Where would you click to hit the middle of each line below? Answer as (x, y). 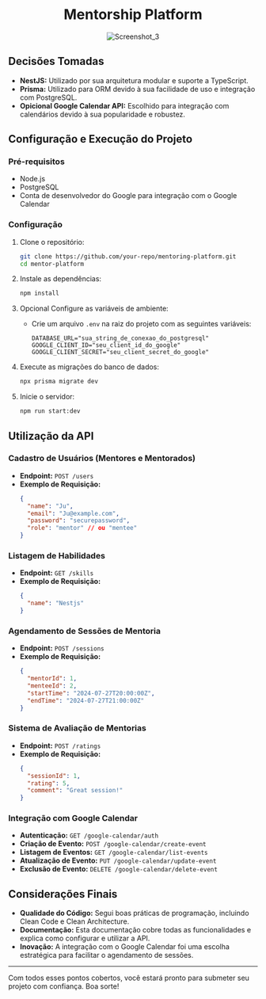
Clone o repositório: (52, 242)
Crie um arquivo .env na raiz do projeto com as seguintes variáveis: (141, 324)
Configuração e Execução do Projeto (100, 139)
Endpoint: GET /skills (57, 573)
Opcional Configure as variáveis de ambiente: (94, 309)
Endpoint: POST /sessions (62, 648)
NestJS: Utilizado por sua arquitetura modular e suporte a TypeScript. (134, 80)
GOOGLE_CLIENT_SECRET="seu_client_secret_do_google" (120, 353)
